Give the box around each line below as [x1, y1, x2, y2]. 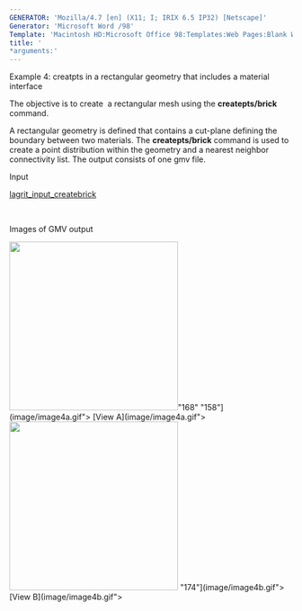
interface [9, 81, 43, 92]
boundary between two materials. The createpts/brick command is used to [9, 135, 289, 146]
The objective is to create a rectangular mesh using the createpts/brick [9, 98, 278, 109]
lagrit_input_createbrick [9, 189, 97, 200]
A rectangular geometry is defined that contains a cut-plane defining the [9, 125, 278, 136]
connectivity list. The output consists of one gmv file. [9, 154, 207, 165]
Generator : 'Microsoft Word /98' [9, 22, 135, 31]
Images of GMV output [9, 224, 93, 235]
